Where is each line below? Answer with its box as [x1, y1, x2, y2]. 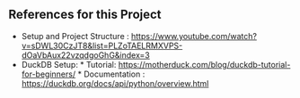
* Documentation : [77, 69, 146, 79]
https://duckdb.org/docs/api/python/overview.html [21, 78, 209, 88]
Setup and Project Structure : [21, 30, 129, 41]
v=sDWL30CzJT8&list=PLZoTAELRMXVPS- [21, 40, 183, 51]
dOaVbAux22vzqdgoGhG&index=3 [21, 49, 150, 61]
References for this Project [8, 7, 163, 22]
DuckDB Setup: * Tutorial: [21, 59, 117, 69]
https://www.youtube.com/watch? [130, 30, 258, 41]
